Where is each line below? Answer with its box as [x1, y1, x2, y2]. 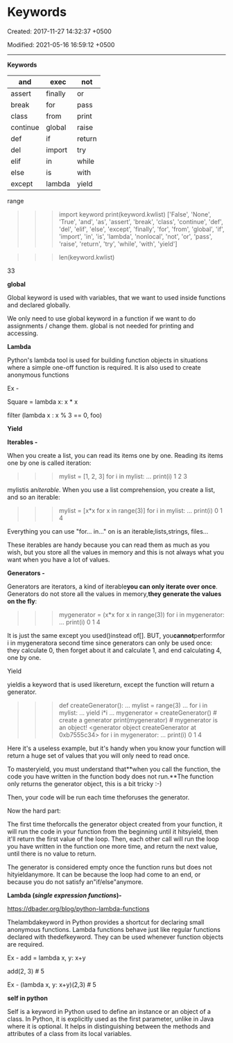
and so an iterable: [7, 493, 60, 501]
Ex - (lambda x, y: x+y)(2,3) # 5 [7, 980, 97, 989]
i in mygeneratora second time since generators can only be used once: [7, 638, 213, 647]
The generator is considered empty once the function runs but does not [7, 863, 213, 871]
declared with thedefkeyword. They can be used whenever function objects [7, 933, 224, 941]
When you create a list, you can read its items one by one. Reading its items [7, 451, 223, 459]
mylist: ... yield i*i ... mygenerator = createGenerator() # [58, 709, 217, 717]
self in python [7, 994, 49, 1002]
